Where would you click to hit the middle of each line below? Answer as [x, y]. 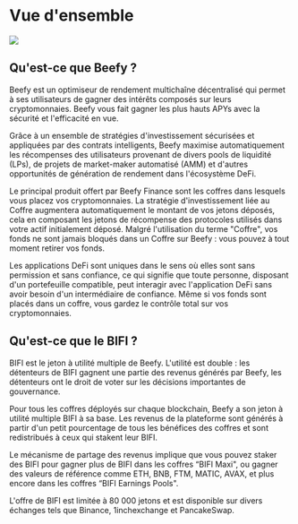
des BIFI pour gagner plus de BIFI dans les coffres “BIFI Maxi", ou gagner [144, 464]
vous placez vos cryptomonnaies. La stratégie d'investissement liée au [140, 200]
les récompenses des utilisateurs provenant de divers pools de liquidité [140, 154]
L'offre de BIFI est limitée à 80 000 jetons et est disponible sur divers [136, 500]
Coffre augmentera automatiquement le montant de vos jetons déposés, [142, 210]
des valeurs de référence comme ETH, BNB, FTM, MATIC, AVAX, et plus [142, 473]
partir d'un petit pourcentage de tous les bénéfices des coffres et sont [139, 427]
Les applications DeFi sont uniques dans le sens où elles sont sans [132, 265]
